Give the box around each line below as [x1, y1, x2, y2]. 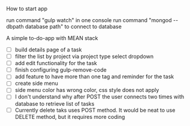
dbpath [6, 23, 24, 30]
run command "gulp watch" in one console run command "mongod [6, 17, 172, 23]
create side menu [14, 80, 58, 87]
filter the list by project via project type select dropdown [14, 53, 154, 60]
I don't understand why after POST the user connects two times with [14, 93, 185, 100]
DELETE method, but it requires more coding [14, 113, 125, 120]
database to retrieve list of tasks [14, 100, 95, 107]
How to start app [6, 5, 48, 12]
